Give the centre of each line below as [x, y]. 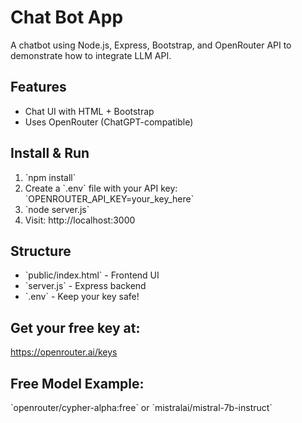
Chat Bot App [67, 17]
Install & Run [50, 153]
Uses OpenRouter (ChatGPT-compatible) [109, 122]
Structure [41, 251]
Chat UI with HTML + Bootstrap [89, 111]
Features [38, 87]
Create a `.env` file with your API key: [101, 188]
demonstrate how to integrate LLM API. [91, 55]
